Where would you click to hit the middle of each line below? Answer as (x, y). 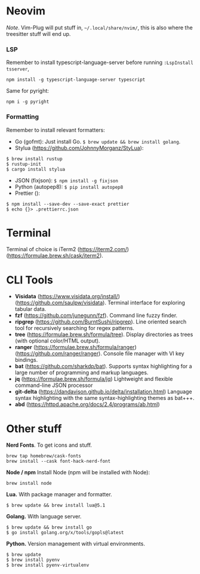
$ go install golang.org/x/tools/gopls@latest (65, 533)
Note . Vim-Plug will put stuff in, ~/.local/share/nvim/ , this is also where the (99, 28)
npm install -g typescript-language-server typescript (76, 80)
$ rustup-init (24, 164)
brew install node (29, 483)
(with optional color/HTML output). (57, 341)
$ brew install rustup (34, 159)
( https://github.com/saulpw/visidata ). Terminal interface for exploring (100, 303)
